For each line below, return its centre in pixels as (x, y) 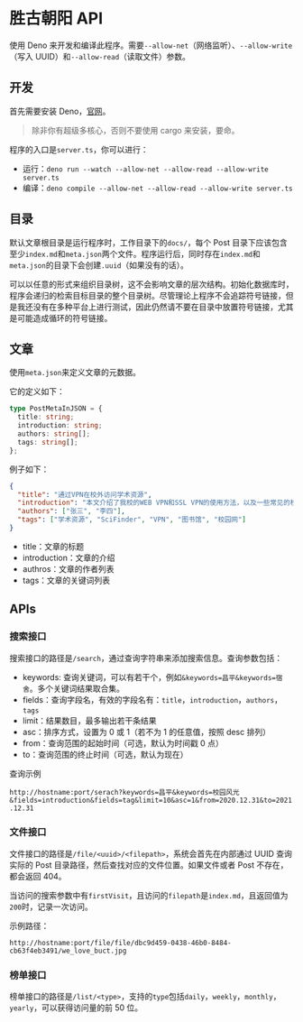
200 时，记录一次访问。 (51, 907)
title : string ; (46, 417)
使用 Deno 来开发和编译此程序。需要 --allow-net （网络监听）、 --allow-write (151, 45)
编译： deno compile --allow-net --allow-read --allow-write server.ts (157, 188)
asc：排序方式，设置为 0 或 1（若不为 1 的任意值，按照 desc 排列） (146, 732)
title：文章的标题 (53, 546)
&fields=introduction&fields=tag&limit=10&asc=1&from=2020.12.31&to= (143, 800)
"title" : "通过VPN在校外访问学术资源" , (85, 494)
